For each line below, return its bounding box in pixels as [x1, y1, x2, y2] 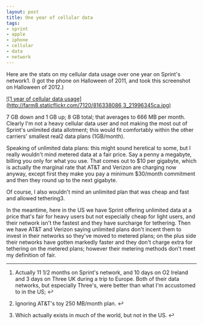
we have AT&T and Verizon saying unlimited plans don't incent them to [6, 225, 182, 233]
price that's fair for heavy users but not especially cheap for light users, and [6, 212, 195, 220]
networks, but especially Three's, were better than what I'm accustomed [14, 281, 196, 289]
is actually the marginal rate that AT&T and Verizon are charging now [6, 163, 177, 171]
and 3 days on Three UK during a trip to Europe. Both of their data [14, 275, 179, 282]
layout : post [6, 8, 39, 15]
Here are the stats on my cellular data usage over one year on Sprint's [6, 70, 181, 77]
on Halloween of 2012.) [6, 83, 64, 91]
